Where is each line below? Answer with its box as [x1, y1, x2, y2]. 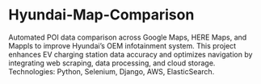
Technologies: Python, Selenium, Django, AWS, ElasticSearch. [8, 66, 215, 76]
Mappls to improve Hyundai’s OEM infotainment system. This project [8, 40, 237, 50]
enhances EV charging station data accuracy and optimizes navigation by [8, 49, 253, 59]
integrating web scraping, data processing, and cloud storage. [8, 58, 216, 68]
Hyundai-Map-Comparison [8, 6, 195, 24]
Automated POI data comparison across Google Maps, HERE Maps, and [8, 32, 247, 42]
